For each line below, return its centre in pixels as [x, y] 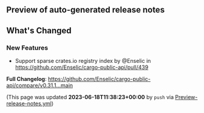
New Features [27, 48]
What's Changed [39, 31]
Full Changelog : [26, 79]
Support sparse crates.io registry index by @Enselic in [83, 61]
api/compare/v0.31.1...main [40, 86]
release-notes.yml [29, 104]
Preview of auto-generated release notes [86, 10]
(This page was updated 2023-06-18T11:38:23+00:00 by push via [90, 97]
